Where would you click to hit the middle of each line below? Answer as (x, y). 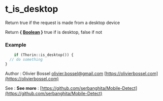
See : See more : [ (23, 88)
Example (16, 45)
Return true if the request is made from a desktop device (63, 23)
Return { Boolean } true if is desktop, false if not (54, 32)
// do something (26, 60)
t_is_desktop (32, 9)
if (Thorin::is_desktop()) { (44, 55)
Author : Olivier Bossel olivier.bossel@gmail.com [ (56, 73)
